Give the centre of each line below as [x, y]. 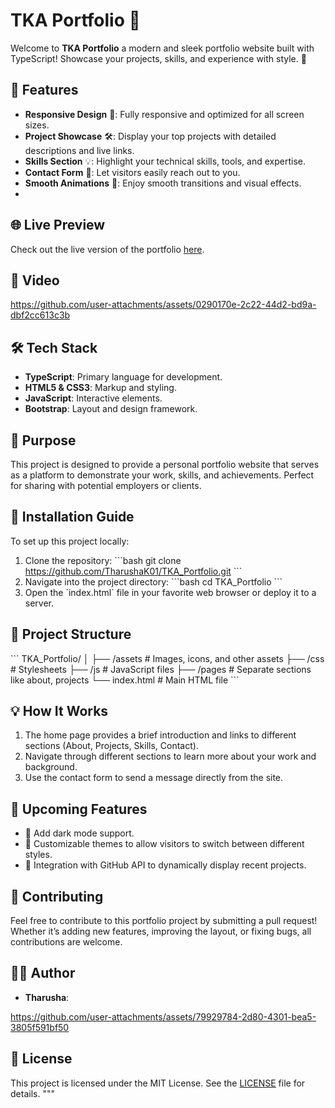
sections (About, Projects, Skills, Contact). [111, 746]
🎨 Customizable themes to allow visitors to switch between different [164, 844]
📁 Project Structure [71, 634]
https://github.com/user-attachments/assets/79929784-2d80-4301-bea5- [163, 1016]
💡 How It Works [59, 711]
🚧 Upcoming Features [79, 809]
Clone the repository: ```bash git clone [103, 560]
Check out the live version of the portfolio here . [107, 249]
